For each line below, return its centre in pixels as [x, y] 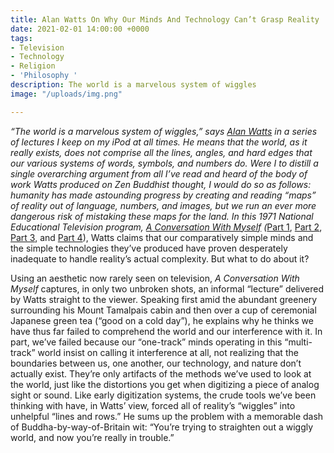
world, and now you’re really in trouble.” [92, 437]
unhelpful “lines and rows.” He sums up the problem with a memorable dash [167, 416]
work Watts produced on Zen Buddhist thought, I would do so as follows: [161, 184]
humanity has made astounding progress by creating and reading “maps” [163, 195]
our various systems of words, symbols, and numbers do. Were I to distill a [164, 163]
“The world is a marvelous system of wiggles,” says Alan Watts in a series [164, 131]
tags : [21, 38]
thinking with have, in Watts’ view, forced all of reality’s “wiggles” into [153, 405]
